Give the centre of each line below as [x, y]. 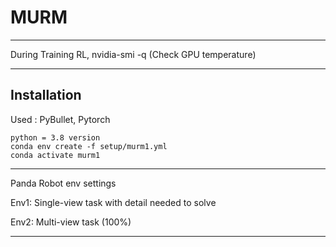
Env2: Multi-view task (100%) [71, 222]
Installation [46, 95]
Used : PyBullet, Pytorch [60, 119]
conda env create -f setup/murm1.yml [89, 146]
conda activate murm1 [55, 155]
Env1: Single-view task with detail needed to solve [113, 202]
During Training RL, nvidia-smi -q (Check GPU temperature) [133, 54]
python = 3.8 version [55, 137]
